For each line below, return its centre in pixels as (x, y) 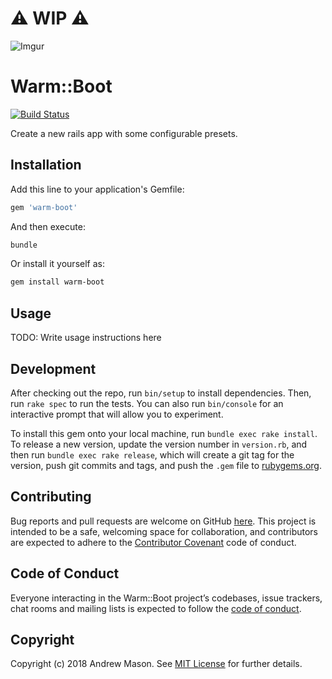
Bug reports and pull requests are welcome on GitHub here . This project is (163, 521)
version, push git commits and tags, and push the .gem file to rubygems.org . (166, 465)
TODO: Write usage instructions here (86, 338)
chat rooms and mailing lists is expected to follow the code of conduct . (156, 608)
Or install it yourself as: (57, 264)
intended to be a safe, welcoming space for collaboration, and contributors (164, 531)
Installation (46, 165)
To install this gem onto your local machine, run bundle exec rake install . (164, 433)
